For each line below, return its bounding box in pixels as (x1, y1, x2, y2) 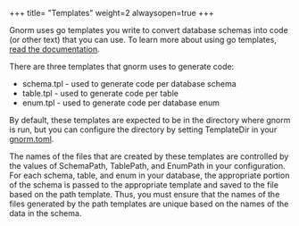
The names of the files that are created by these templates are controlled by (9, 151, 289, 162)
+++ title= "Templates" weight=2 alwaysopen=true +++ (9, 8, 214, 18)
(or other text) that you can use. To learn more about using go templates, (9, 35, 277, 45)
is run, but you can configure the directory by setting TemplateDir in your (9, 124, 278, 135)
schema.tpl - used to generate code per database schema (21, 79, 237, 88)
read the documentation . (9, 44, 100, 54)
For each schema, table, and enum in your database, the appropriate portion (9, 170, 290, 180)
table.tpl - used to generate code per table (21, 88, 179, 98)
